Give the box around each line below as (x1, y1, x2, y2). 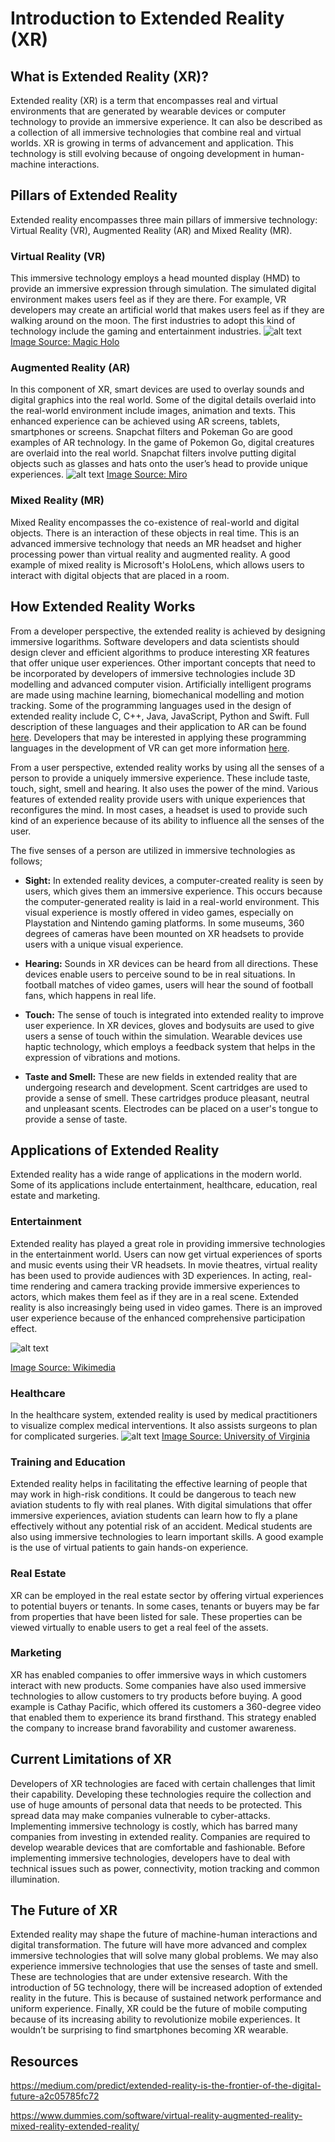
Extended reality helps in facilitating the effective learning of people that (10, 1478, 308, 1490)
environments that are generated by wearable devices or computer (10, 105, 287, 117)
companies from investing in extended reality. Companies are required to (10, 1830, 311, 1842)
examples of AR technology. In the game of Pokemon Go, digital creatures (10, 437, 315, 449)
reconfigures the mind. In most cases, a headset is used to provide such (10, 803, 308, 816)
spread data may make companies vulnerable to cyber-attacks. (10, 1809, 271, 1821)
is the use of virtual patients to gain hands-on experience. (10, 1542, 249, 1554)
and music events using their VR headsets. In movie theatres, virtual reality (10, 1258, 318, 1271)
